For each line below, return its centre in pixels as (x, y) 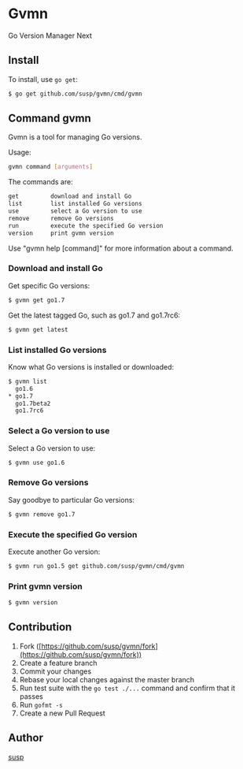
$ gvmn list (28, 381)
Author (26, 738)
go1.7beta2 (33, 403)
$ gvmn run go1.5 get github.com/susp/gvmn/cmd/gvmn (96, 566)
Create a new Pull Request (63, 713)
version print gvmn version (61, 233)
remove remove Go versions (61, 218)
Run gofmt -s (41, 704)
